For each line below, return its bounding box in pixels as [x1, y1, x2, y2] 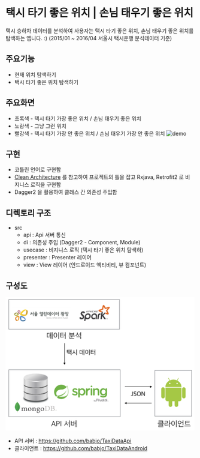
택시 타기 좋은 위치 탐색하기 [14, 78, 79, 85]
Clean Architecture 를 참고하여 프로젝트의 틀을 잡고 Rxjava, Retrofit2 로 [14, 173, 184, 181]
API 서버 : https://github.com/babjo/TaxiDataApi [14, 437, 132, 444]
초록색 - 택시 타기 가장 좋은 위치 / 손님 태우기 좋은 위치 [14, 115, 141, 122]
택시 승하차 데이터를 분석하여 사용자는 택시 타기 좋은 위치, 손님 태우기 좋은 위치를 [5, 27, 194, 34]
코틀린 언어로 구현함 [14, 166, 61, 173]
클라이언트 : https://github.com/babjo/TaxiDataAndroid [14, 444, 148, 451]
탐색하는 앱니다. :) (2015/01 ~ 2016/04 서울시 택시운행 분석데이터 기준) [5, 34, 172, 41]
